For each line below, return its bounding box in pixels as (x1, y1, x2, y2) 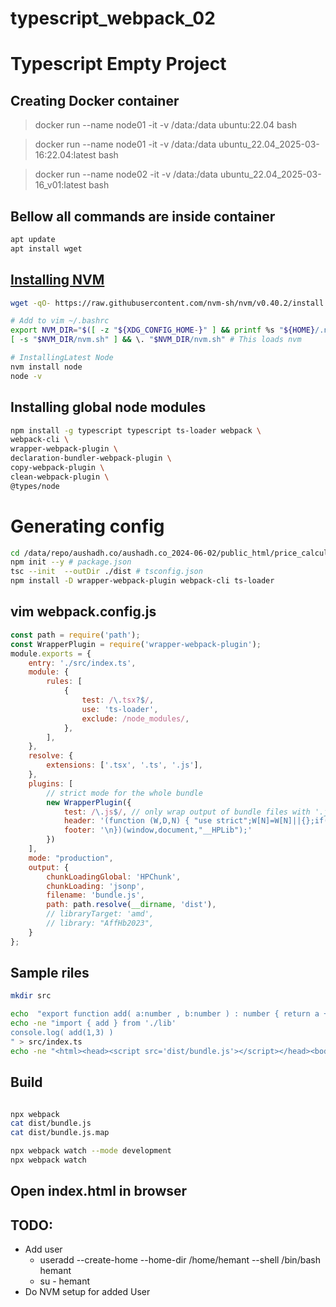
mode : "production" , (28, 853, 114, 863)
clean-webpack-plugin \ (10, 472, 110, 482)
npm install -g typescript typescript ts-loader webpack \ (10, 425, 262, 436)
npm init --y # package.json (10, 557, 132, 567)
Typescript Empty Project (10, 53, 227, 76)
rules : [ (46, 677, 83, 687)
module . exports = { (10, 648, 92, 659)
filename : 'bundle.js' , (46, 890, 145, 901)
